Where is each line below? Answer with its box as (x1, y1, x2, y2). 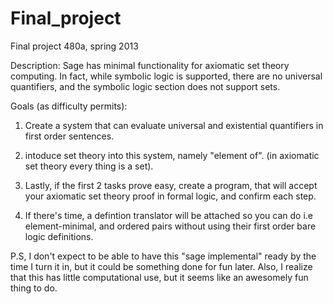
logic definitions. (24, 230, 94, 242)
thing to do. (10, 282, 58, 294)
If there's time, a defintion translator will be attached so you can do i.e (24, 209, 313, 221)
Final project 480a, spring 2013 (10, 40, 139, 52)
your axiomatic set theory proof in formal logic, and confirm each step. (24, 190, 317, 202)
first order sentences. (24, 130, 115, 142)
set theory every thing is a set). (24, 160, 154, 172)
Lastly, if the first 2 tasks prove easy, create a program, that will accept (24, 179, 318, 191)
